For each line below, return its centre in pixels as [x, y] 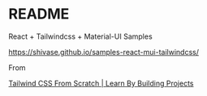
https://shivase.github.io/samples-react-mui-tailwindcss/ [103, 52]
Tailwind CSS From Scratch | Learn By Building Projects [101, 83]
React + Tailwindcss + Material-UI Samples [80, 36]
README [39, 14]
